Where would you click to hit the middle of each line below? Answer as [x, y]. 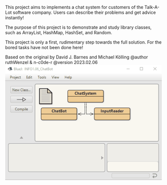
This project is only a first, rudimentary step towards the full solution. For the [83, 42]
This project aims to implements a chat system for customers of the [74, 7]
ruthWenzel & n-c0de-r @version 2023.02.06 [51, 62]
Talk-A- [152, 7]
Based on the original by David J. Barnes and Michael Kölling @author [77, 57]
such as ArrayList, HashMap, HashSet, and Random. [59, 32]
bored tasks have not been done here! [44, 47]
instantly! [14, 18]
